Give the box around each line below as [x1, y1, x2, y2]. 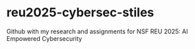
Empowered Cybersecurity [6, 34, 82, 42]
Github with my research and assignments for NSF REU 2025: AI [6, 27, 188, 35]
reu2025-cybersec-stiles [6, 5, 154, 20]
